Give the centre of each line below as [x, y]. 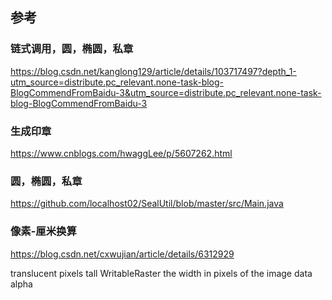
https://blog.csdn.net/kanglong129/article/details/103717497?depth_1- [153, 71]
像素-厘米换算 [43, 231]
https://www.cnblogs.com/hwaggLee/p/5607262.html [121, 153]
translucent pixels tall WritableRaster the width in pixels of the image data [161, 273]
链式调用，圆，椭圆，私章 [72, 49]
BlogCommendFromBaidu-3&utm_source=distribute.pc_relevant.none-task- [166, 92]
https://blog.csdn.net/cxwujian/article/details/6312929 [122, 254]
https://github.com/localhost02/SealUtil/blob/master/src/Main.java [147, 204]
